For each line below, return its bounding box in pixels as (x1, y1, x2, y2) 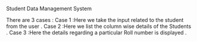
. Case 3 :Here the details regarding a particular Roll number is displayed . (6, 29, 187, 36)
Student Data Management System (6, 5, 92, 12)
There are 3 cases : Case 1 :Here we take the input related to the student (6, 17, 184, 23)
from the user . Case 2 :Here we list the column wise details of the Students (6, 23, 192, 30)
